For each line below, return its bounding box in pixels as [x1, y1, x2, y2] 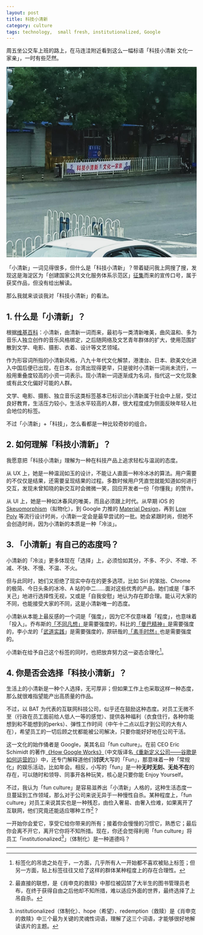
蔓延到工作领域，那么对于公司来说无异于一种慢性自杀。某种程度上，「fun [11, 792, 192, 799]
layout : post [6, 10, 39, 16]
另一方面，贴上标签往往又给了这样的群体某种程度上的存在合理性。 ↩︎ [14, 867, 185, 874]
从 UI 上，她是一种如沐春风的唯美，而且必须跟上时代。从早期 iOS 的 [6, 497, 175, 505]
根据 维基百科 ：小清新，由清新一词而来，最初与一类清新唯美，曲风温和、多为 [6, 329, 197, 336]
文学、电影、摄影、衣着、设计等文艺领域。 [16, 344, 123, 351]
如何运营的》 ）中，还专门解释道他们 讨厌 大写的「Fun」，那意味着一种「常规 [6, 756, 190, 763]
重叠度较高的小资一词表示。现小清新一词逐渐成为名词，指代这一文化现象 [16, 372, 197, 379]
